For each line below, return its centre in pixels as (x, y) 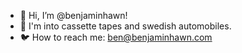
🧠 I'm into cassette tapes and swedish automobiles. (125, 26)
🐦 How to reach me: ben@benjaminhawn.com (116, 37)
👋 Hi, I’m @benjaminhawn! (73, 15)
